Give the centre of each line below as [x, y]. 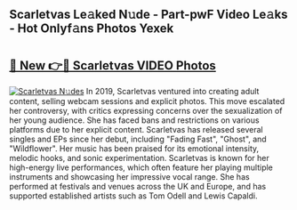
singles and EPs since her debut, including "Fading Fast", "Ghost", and [138, 139]
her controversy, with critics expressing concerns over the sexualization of [146, 111]
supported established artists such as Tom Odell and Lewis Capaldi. [133, 196]
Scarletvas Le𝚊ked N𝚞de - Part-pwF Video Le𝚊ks [148, 15]
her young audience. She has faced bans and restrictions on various [134, 120]
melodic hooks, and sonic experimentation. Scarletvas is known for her [139, 158]
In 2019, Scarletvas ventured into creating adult [173, 91]
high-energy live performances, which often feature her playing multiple [141, 167]
